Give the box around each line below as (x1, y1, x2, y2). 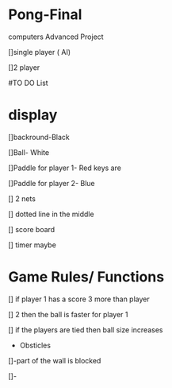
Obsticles (19, 340, 52, 350)
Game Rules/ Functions (8, 268, 165, 286)
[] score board (8, 224, 55, 234)
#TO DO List (8, 78, 49, 87)
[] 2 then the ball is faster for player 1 (8, 309, 128, 319)
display (8, 106, 58, 124)
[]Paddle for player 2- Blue (8, 178, 95, 188)
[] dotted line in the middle (8, 209, 94, 219)
